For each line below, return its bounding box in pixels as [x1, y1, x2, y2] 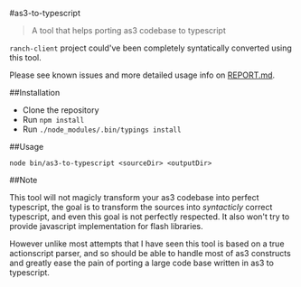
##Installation [9, 88, 61, 97]
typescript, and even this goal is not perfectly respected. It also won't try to [9, 211, 290, 222]
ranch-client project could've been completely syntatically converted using [9, 42, 292, 53]
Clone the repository [22, 105, 99, 116]
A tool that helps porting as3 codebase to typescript [31, 25, 226, 35]
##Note [9, 175, 38, 185]
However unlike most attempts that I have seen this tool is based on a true [9, 238, 285, 249]
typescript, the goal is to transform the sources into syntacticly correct [9, 202, 273, 212]
